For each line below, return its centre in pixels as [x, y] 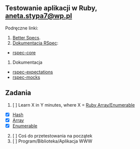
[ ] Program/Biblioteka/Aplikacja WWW [52, 141]
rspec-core [24, 52]
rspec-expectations [33, 72]
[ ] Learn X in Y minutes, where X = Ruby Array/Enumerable [73, 105]
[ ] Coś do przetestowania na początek [52, 136]
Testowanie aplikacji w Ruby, [51, 8]
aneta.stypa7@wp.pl [39, 16]
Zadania [18, 93]
